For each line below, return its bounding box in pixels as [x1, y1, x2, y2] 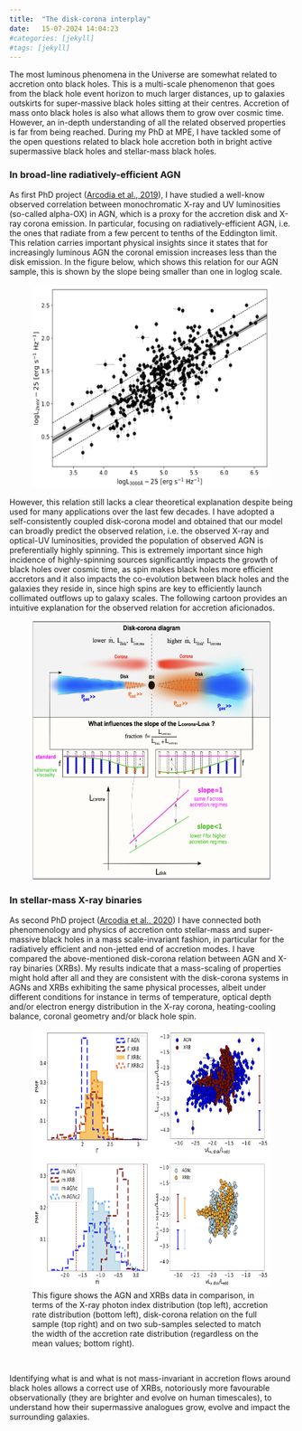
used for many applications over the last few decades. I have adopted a [9, 506, 275, 517]
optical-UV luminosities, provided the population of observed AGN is [9, 534, 264, 546]
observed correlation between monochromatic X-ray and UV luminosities [9, 199, 281, 210]
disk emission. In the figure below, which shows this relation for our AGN [9, 256, 279, 267]
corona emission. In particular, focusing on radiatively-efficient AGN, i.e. [23, 218, 291, 229]
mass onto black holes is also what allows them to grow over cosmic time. [9, 108, 284, 118]
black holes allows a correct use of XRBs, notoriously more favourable [9, 1382, 270, 1393]
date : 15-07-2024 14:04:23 [9, 24, 119, 33]
